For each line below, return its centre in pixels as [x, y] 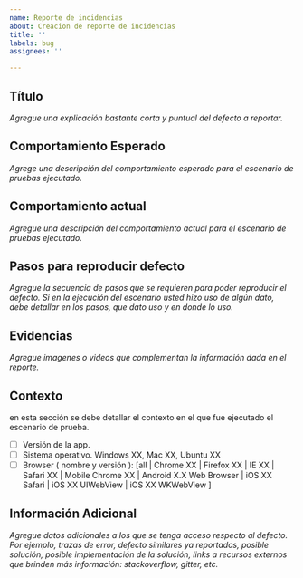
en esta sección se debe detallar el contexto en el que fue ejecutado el [142, 417]
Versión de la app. [56, 444]
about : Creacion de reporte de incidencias [93, 26]
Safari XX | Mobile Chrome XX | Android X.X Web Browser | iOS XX [147, 476]
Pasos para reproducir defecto [97, 266]
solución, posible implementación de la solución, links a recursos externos [148, 554]
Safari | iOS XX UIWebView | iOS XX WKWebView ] [117, 485]
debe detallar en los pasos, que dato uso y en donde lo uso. [121, 307]
